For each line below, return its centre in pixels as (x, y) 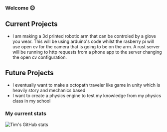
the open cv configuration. (40, 57)
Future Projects (29, 73)
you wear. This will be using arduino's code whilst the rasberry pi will (83, 41)
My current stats (26, 114)
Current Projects (31, 24)
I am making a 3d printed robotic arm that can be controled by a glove (84, 36)
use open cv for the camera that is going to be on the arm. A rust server (86, 46)
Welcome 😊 (20, 8)
